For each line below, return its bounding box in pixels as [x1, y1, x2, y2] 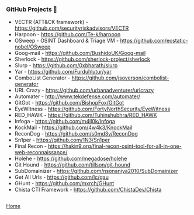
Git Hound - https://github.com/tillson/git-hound [14, 161, 130, 168]
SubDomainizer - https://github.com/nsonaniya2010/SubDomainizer [14, 168, 178, 175]
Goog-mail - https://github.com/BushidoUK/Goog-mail [14, 50, 146, 57]
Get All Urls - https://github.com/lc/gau [14, 174, 109, 181]
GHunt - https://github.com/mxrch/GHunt [14, 180, 115, 187]
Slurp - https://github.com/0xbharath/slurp [14, 62, 118, 69]
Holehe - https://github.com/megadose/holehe [14, 155, 127, 162]
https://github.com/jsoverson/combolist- [71, 74, 169, 81]
